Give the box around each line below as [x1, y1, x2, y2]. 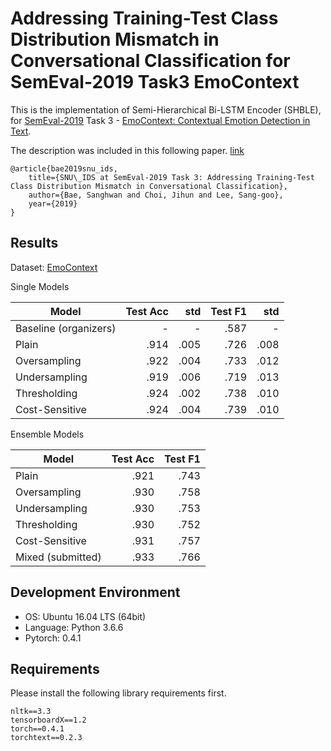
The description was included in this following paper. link [10, 144, 245, 156]
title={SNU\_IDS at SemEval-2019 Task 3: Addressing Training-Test [28, 172, 315, 182]
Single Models [10, 280, 70, 292]
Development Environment [10, 584, 181, 601]
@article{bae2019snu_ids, [10, 163, 118, 174]
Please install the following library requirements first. [10, 687, 227, 699]
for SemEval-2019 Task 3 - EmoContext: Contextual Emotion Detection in [10, 114, 311, 126]
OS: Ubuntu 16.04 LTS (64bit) [24, 610, 147, 622]
